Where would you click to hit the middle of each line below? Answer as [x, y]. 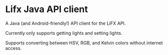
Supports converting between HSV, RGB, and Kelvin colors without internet [84, 43]
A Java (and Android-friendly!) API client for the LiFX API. [66, 23]
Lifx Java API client [47, 9]
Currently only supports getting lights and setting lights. [64, 33]
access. [14, 48]
